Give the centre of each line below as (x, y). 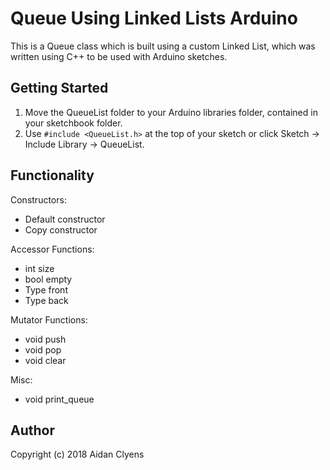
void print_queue (59, 399)
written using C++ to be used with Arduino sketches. (119, 56)
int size (39, 268)
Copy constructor (61, 229)
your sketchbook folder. (73, 123)
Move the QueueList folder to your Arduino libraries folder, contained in (171, 112)
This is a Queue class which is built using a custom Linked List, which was (163, 46)
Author (32, 430)
